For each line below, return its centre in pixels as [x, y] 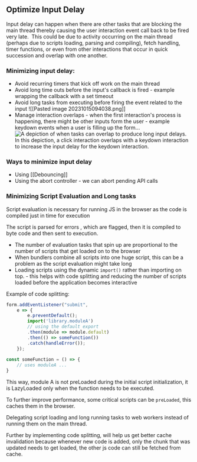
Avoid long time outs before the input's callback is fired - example [95, 90]
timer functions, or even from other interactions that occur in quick [87, 49]
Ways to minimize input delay [49, 162]
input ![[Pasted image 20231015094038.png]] [70, 109]
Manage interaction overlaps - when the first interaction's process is [98, 115]
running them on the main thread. [47, 424]
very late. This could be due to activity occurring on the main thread [89, 36]
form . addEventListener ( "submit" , [47, 305]
